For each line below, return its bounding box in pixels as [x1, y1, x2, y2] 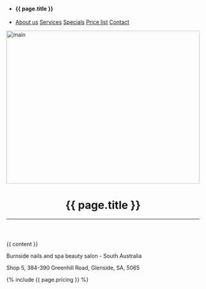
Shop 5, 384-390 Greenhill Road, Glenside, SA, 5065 [6, 264, 140, 272]
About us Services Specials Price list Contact [15, 18, 130, 26]
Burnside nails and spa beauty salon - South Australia [6, 252, 142, 260]
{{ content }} [6, 241, 38, 248]
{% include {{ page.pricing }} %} [6, 276, 89, 283]
